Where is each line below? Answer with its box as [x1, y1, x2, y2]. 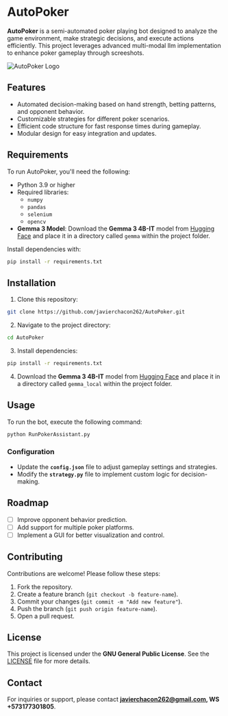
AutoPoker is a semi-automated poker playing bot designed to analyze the [7, 27, 218, 35]
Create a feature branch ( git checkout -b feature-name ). [16, 590, 179, 598]
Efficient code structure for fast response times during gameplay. [16, 121, 201, 130]
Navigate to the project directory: [16, 321, 111, 329]
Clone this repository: [16, 296, 78, 304]
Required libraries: [16, 188, 69, 196]
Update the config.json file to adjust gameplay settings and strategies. [16, 462, 218, 470]
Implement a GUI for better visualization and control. [16, 531, 165, 539]
